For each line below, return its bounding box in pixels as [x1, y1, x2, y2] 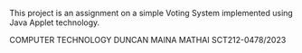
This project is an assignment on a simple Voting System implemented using [9, 8, 294, 18]
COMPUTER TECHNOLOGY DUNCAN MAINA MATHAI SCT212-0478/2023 [9, 35, 287, 45]
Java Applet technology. [9, 17, 100, 28]
